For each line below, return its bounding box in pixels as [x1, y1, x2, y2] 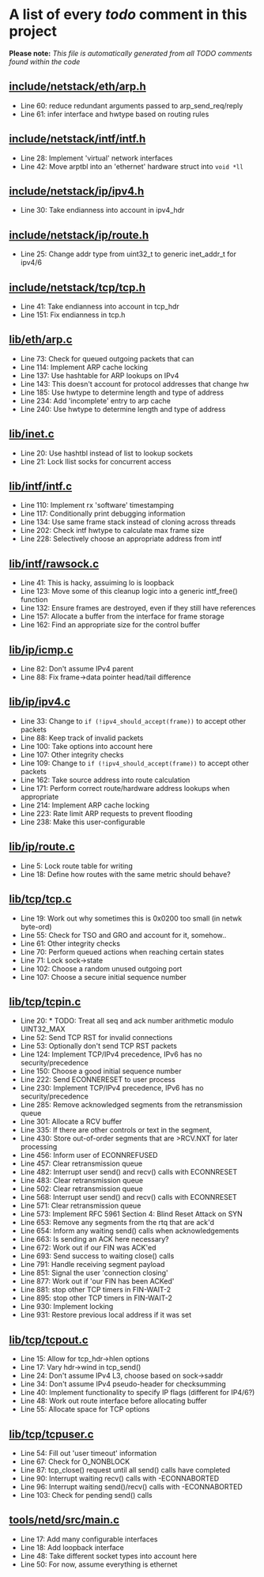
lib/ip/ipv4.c [9, 695, 70, 709]
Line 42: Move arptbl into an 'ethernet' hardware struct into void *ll [20, 161, 244, 171]
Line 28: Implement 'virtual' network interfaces [20, 153, 173, 163]
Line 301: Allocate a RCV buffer [20, 1117, 123, 1126]
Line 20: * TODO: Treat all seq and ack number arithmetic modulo [20, 1016, 234, 1026]
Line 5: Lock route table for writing [20, 860, 133, 871]
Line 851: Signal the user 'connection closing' [20, 1268, 168, 1278]
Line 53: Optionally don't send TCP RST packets [20, 1042, 177, 1051]
